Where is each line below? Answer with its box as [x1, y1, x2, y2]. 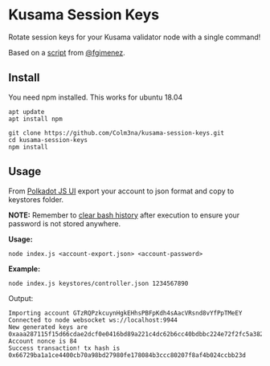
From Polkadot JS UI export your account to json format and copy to [8, 186, 235, 196]
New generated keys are [8, 323, 88, 331]
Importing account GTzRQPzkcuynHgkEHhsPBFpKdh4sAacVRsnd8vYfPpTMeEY [8, 309, 243, 317]
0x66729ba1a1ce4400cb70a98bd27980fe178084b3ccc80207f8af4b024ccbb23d [8, 351, 247, 359]
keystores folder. [8, 194, 64, 204]
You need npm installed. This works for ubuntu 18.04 [8, 92, 183, 102]
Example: [8, 263, 41, 274]
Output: [8, 293, 34, 303]
